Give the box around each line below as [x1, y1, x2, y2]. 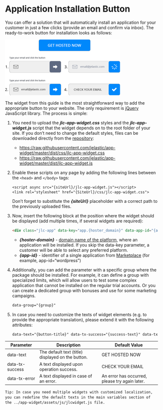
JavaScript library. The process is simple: [5, 110, 88, 116]
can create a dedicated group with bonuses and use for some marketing [12, 287, 157, 293]
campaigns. [12, 293, 36, 299]
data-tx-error [7, 375, 35, 381]
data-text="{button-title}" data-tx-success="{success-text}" [12, 332, 141, 337]
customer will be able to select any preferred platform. [19, 247, 128, 253]
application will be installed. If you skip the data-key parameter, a [19, 242, 149, 248]
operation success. [39, 366, 78, 372]
